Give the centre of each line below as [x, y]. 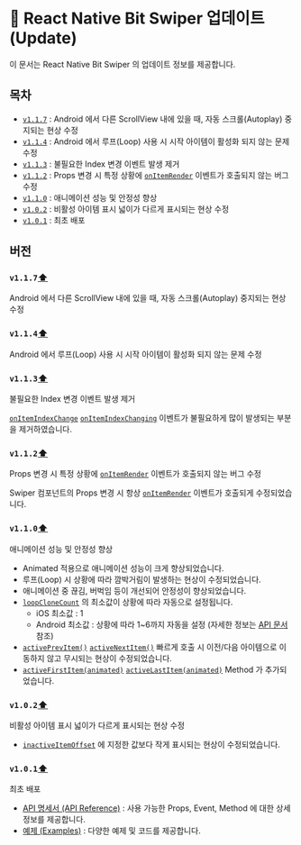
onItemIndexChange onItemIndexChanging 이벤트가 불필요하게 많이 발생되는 [142, 418]
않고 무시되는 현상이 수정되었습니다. [109, 658]
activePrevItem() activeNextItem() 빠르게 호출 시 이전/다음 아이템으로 [150, 647]
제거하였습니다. [46, 430]
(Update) [43, 38]
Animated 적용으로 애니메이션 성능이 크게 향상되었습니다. [123, 568]
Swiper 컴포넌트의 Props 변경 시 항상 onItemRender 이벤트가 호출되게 [132, 493]
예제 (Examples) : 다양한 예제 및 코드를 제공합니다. [111, 831]
